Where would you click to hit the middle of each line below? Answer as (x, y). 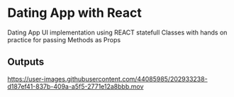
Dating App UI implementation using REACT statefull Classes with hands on (117, 32)
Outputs (26, 62)
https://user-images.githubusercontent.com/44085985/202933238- (107, 79)
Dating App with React (74, 13)
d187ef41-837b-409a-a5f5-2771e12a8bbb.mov (76, 86)
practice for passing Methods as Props (64, 39)
